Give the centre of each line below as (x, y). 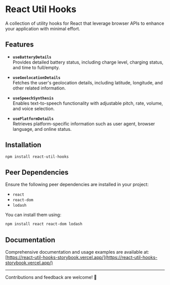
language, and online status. (42, 129)
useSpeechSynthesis (33, 98)
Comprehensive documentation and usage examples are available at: (77, 252)
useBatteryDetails (32, 57)
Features (19, 45)
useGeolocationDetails (36, 78)
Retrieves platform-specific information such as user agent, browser (84, 124)
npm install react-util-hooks (37, 157)
